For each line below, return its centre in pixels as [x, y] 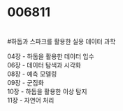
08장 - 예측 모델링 [32, 74]
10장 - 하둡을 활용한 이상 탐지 [47, 91]
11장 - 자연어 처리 [31, 100]
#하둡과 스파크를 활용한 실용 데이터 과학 [61, 41]
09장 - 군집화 [26, 83]
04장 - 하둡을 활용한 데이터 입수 [51, 56]
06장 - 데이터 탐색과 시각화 [44, 65]
